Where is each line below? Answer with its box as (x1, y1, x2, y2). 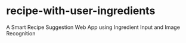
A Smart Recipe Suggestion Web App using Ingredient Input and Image (6, 24, 181, 31)
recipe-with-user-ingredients (6, 4, 156, 18)
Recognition (6, 29, 36, 37)
